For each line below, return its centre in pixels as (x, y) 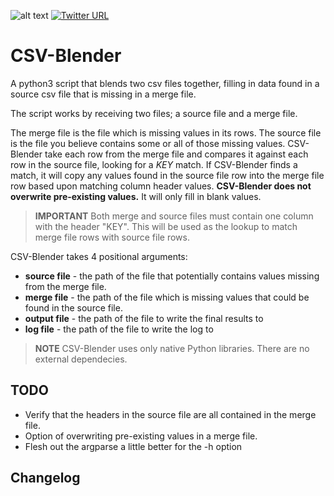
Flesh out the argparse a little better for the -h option (133, 446)
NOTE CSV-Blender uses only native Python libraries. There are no (172, 348)
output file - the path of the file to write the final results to (144, 318)
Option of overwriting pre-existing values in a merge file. (141, 436)
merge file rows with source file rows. (112, 237)
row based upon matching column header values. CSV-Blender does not (161, 186)
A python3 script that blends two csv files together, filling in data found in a (165, 83)
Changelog (45, 478)
